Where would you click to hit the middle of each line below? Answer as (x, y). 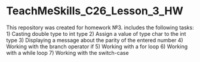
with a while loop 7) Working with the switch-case (68, 52)
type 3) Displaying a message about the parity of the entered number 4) (95, 40)
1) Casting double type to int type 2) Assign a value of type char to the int (96, 33)
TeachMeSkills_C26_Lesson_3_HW (95, 11)
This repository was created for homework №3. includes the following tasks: (100, 27)
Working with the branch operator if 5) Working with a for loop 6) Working (97, 46)
